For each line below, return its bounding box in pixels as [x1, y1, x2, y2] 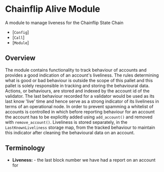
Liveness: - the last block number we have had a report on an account [12, 157, 156, 163]
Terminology [5, 144, 45, 152]
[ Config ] [12, 29, 29, 35]
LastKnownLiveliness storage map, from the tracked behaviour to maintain [5, 124, 155, 130]
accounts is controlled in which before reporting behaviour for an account [5, 109, 155, 115]
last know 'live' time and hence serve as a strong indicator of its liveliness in [5, 98, 159, 104]
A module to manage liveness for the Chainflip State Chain [5, 20, 124, 26]
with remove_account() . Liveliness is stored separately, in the [5, 119, 128, 125]
